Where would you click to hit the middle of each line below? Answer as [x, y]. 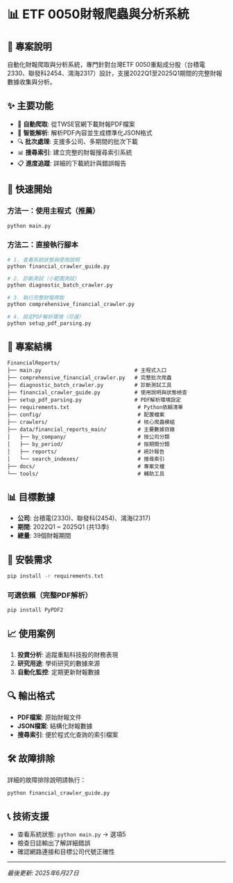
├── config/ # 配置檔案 [86, 415]
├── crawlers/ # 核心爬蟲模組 [91, 422]
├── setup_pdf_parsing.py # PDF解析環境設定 [94, 400]
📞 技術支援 [28, 816]
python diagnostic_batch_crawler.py [60, 285]
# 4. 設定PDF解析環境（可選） [46, 317]
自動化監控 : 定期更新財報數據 [59, 671]
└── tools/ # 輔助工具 [86, 474]
